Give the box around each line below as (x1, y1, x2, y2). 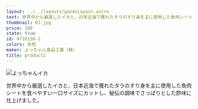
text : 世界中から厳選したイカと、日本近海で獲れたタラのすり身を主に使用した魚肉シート (6, 14, 193, 20)
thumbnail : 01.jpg (6, 19, 51, 25)
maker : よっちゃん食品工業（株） (6, 47, 78, 53)
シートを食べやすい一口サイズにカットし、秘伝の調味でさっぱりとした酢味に (6, 89, 192, 96)
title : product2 (6, 52, 46, 58)
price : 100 (6, 25, 33, 31)
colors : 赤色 (6, 42, 37, 48)
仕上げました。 (6, 97, 42, 104)
